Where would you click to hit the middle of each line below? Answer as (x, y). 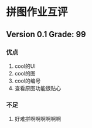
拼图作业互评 (37, 12)
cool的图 (25, 73)
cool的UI (25, 66)
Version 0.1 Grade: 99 (46, 34)
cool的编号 (28, 81)
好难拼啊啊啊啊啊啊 (38, 119)
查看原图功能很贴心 (38, 88)
